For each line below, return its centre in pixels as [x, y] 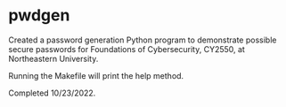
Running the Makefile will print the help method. [96, 75]
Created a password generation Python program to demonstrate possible [143, 40]
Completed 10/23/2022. [52, 93]
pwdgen [39, 15]
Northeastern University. [53, 58]
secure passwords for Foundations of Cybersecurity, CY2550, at [127, 49]
